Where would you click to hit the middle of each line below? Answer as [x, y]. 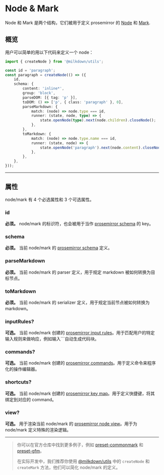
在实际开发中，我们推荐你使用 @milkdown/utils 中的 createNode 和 [83, 461]
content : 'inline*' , [43, 88]
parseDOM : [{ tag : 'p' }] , [50, 97]
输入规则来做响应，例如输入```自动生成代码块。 [52, 339]
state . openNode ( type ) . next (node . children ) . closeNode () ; [98, 120]
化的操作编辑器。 [22, 369]
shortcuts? [18, 382]
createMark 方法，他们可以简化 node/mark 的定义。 [69, 468]
